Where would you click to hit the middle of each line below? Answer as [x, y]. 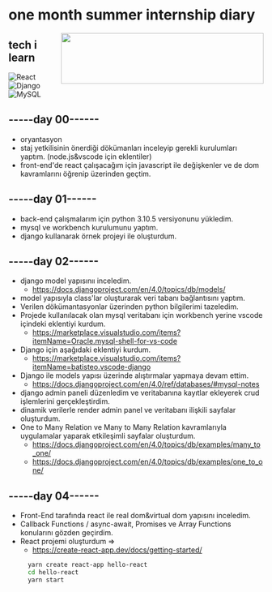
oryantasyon [41, 139]
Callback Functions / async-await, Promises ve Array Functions [125, 524]
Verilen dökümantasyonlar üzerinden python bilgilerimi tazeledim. [129, 307]
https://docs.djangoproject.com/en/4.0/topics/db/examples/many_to [146, 444]
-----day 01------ [53, 199]
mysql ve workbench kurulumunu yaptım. [89, 227]
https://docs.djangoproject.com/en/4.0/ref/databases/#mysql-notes [146, 384]
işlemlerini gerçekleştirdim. [65, 401]
